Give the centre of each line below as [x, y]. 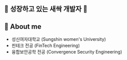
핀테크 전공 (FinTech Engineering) [46, 46]
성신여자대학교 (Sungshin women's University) [58, 39]
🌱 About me [23, 26]
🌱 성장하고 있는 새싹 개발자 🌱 [46, 9]
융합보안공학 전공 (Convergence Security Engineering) [67, 52]
